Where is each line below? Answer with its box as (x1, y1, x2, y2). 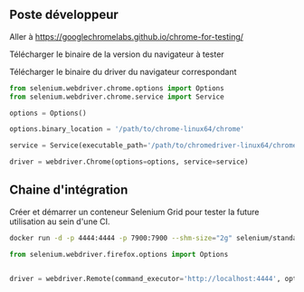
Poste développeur (9, 7, 119, 23)
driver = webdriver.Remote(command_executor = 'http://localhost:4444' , (9, 274, 281, 283)
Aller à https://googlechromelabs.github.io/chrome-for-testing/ (9, 31, 244, 42)
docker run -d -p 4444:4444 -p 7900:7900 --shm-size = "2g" (9, 233, 233, 242)
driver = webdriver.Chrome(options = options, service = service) (9, 157, 249, 166)
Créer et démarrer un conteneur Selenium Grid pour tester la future (9, 206, 260, 217)
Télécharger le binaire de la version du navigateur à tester (9, 49, 224, 60)
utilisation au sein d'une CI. (9, 216, 110, 227)
